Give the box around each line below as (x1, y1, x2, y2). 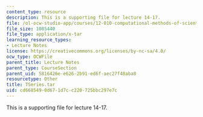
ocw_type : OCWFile (6, 54, 53, 60)
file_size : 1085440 (6, 25, 56, 32)
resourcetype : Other (6, 76, 59, 82)
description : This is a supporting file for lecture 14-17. (6, 14, 161, 21)
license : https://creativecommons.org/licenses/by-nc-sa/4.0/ (6, 48, 166, 54)
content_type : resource (6, 8, 66, 15)
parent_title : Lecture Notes (6, 59, 80, 65)
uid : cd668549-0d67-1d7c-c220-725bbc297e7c (6, 87, 118, 93)
